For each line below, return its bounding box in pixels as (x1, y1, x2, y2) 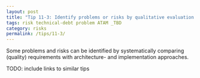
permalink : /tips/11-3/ (6, 31, 66, 37)
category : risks (6, 25, 47, 32)
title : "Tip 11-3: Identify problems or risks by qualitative (6, 14, 165, 20)
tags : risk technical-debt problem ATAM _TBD (6, 20, 122, 26)
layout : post (6, 8, 39, 15)
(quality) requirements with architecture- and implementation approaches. (6, 54, 189, 61)
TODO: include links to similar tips (6, 65, 90, 72)
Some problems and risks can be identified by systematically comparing (6, 47, 184, 54)
